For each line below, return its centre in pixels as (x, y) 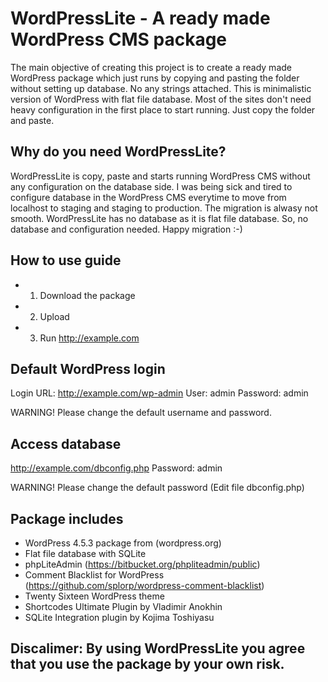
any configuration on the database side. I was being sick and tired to (151, 186)
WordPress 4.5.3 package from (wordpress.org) (123, 543)
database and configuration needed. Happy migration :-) (126, 229)
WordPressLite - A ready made (140, 18)
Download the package (87, 295)
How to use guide (66, 260)
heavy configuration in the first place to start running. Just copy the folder (163, 109)
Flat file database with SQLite (85, 553)
